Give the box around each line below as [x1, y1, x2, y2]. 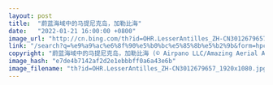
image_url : [8, 34, 45, 43]
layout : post [8, 11, 53, 20]
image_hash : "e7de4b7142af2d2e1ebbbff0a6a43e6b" [8, 57, 176, 66]
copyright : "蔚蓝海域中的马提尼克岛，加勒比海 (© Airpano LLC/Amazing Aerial [8, 49, 258, 57]
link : [8, 42, 27, 50]
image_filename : [8, 65, 63, 73]
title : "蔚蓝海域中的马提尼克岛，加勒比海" [8, 19, 142, 28]
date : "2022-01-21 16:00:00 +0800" [8, 27, 136, 35]
